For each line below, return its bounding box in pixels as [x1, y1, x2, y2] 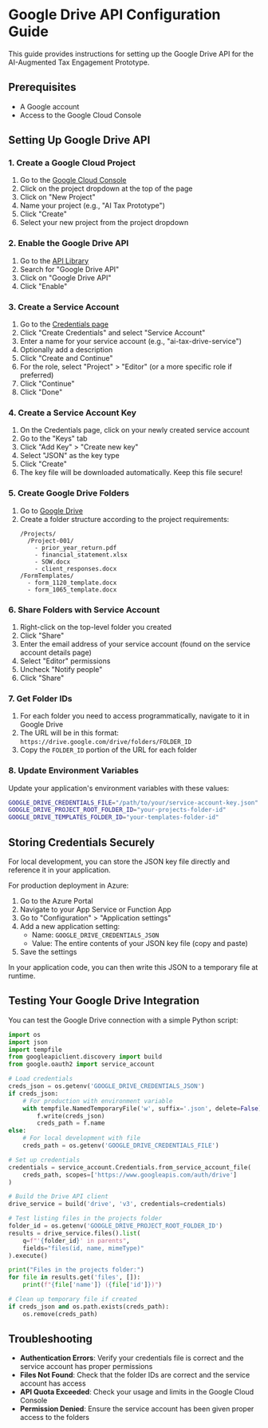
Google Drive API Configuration [8, 6, 221, 24]
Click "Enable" [19, 281, 68, 291]
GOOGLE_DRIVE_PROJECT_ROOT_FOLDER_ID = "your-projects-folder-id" [8, 806, 227, 814]
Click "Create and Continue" [19, 354, 113, 363]
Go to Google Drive [19, 505, 84, 516]
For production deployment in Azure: [8, 880, 129, 890]
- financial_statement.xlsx [34, 551, 128, 559]
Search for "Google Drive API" [19, 264, 120, 274]
